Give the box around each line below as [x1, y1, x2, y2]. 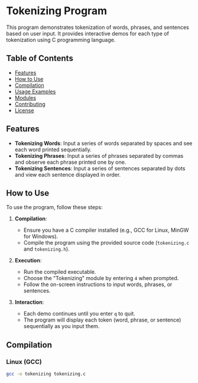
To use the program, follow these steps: [6, 204, 103, 211]
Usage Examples [14, 87, 56, 95]
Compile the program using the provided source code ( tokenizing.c [23, 239, 190, 246]
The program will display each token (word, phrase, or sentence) [23, 316, 181, 323]
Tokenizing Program [6, 4, 108, 18]
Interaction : [14, 298, 44, 306]
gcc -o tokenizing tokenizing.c [6, 371, 86, 377]
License [14, 106, 34, 113]
